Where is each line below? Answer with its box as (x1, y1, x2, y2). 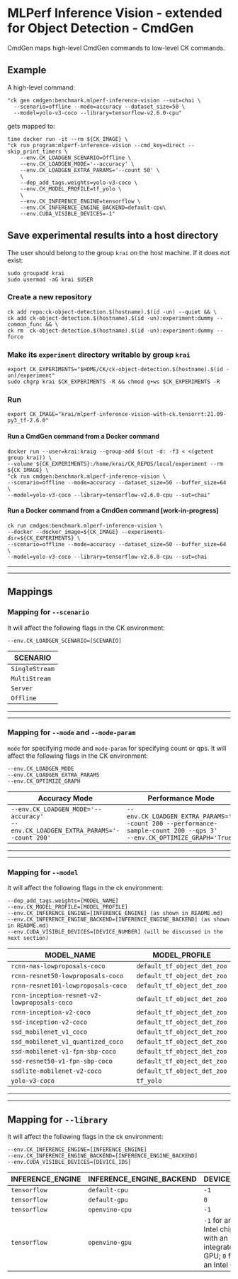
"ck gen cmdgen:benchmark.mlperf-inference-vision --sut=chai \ (7, 97, 201, 104)
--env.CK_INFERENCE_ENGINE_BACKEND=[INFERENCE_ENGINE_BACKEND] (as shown (7, 916, 230, 924)
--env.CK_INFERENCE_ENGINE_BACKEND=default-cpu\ (20, 204, 166, 211)
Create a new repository (7, 292, 92, 302)
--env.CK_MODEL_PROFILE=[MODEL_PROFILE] (7, 904, 129, 911)
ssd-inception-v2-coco (11, 1018, 87, 1027)
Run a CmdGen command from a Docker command (7, 432, 159, 441)
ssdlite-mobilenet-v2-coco (11, 1067, 102, 1075)
